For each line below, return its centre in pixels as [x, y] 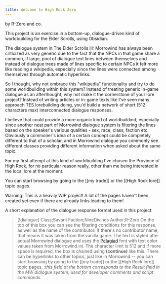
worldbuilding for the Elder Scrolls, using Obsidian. [57, 38]
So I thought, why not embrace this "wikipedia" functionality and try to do [80, 84]
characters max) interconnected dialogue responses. [59, 110]
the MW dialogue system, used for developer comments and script [85, 272]
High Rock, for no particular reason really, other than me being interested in [82, 166]
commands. [29, 277]
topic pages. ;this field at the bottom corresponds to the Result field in [88, 267]
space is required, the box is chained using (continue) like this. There [88, 251]
